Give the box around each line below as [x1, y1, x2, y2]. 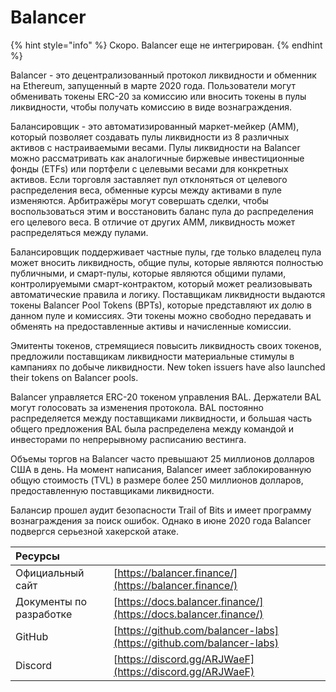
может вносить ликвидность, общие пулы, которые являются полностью [10, 256, 324, 268]
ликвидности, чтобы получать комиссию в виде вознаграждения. [10, 101, 293, 113]
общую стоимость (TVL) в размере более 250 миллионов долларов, [10, 474, 304, 486]
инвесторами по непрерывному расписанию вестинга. [10, 433, 247, 445]
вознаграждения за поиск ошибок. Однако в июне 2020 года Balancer [10, 514, 312, 526]
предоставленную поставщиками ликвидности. [10, 484, 215, 496]
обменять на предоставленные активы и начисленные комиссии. [10, 320, 292, 332]
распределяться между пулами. [10, 226, 149, 238]
